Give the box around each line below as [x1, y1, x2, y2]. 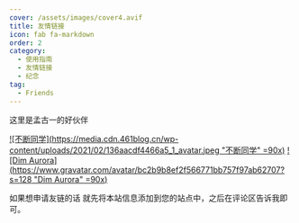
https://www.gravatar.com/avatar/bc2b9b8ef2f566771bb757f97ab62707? [12, 164, 285, 175]
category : [9, 47, 47, 56]
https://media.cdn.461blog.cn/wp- [51, 133, 179, 144]
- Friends [17, 88, 54, 97]
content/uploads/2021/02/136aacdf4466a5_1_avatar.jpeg [9, 145, 221, 156]
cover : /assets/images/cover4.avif [9, 13, 143, 22]
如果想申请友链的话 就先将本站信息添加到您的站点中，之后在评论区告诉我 [9, 192, 280, 203]
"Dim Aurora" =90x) [33, 174, 108, 184]
